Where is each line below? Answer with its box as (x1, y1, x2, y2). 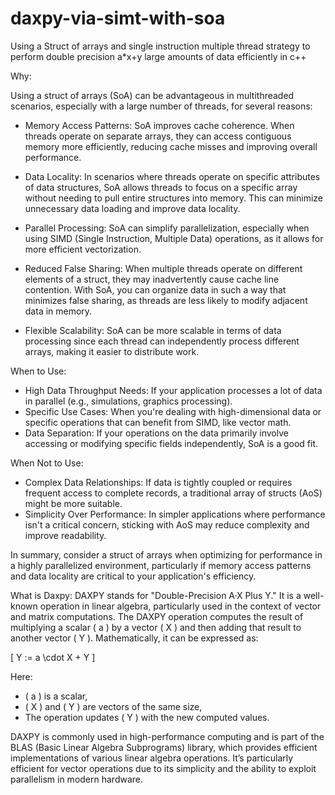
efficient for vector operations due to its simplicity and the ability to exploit (10, 762, 317, 774)
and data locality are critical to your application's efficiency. (10, 570, 257, 582)
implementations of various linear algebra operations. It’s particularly (10, 752, 294, 764)
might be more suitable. (24, 497, 123, 509)
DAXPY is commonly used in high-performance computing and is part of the (10, 730, 325, 742)
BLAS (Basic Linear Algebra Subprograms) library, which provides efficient (10, 741, 318, 753)
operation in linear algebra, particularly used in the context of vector (39, 600, 322, 612)
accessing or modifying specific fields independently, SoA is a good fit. (24, 437, 319, 449)
